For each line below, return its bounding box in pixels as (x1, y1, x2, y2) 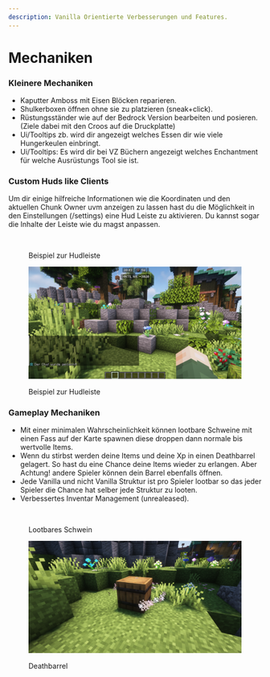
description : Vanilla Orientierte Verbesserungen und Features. (8, 13, 228, 21)
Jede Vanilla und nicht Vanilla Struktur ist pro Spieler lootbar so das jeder (19, 477, 262, 486)
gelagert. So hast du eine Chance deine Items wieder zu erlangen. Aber (19, 460, 257, 469)
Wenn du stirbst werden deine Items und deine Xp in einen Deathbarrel (19, 451, 256, 460)
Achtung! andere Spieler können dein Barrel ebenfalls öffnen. (19, 468, 223, 478)
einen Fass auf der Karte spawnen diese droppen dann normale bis (19, 434, 243, 444)
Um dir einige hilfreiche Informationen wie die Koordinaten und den (8, 194, 231, 204)
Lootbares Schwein (28, 525, 92, 535)
